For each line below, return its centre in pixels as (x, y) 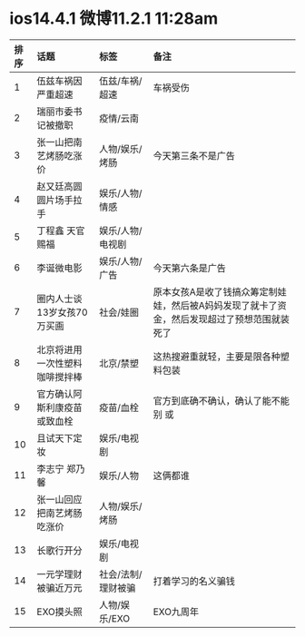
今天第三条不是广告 (194, 155)
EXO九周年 (176, 612)
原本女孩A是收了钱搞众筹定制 (216, 291)
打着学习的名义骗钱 (194, 581)
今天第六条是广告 (190, 268)
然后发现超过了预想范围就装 (231, 318)
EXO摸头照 (60, 612)
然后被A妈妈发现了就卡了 (225, 305)
